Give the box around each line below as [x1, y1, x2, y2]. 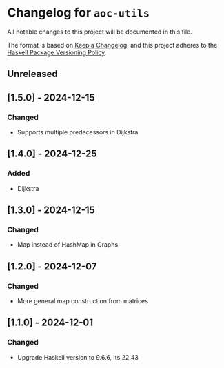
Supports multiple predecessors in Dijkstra [17, 128, 139, 136]
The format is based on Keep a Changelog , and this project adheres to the [7, 41, 218, 49]
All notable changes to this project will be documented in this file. [7, 28, 193, 36]
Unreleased [7, 68, 59, 80]
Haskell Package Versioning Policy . [7, 48, 107, 57]
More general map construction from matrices [17, 297, 148, 305]
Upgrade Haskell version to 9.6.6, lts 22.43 [17, 353, 139, 361]
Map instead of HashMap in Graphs [17, 241, 119, 249]
